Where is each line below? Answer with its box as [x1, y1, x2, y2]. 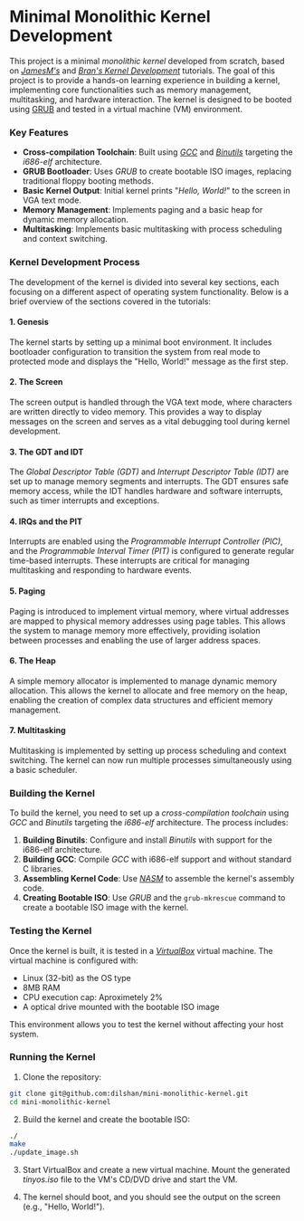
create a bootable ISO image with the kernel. [22, 902, 189, 913]
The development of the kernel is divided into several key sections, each [9, 276, 280, 287]
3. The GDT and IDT [9, 446, 84, 457]
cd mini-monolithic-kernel [9, 1097, 111, 1106]
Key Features [9, 126, 70, 138]
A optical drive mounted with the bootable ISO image [22, 1001, 220, 1012]
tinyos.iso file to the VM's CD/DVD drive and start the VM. [22, 1174, 238, 1185]
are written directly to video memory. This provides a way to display [9, 405, 262, 417]
